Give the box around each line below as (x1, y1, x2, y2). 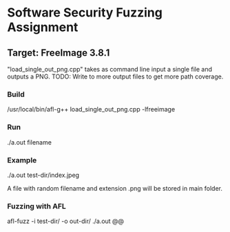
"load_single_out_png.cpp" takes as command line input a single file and (7, 65, 212, 73)
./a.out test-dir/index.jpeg (7, 171, 80, 179)
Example (7, 155, 37, 165)
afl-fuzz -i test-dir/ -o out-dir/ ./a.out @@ (7, 217, 125, 225)
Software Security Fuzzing (7, 5, 163, 21)
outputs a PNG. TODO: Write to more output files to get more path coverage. (7, 72, 224, 81)
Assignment (7, 19, 79, 35)
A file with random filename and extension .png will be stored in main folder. (7, 184, 222, 192)
